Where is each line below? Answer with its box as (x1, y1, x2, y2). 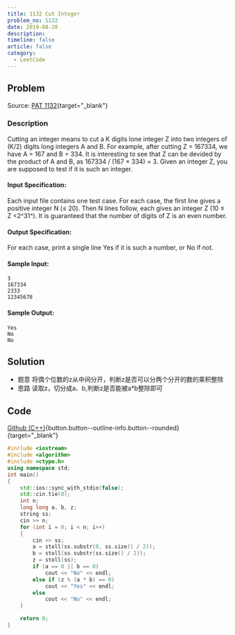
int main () (7, 471, 39, 478)
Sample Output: (7, 308, 55, 317)
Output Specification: (7, 227, 72, 236)
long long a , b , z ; (20, 504, 77, 512)
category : (7, 50, 37, 57)
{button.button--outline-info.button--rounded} (45, 424, 179, 433)
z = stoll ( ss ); (32, 557, 77, 564)
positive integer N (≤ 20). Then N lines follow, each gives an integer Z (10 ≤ (7, 204, 225, 212)
